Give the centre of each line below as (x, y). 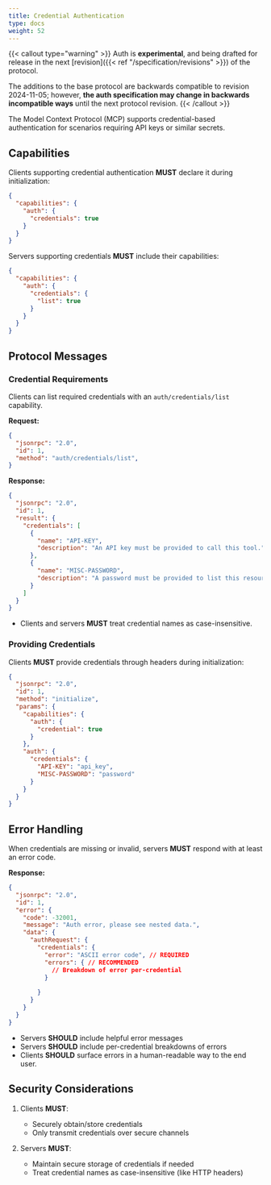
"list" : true (59, 301)
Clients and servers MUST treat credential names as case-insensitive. (136, 624)
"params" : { (36, 707)
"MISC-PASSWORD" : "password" (86, 774)
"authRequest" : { (59, 940)
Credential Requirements (58, 379)
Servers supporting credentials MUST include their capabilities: (114, 256)
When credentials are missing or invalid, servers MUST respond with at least (135, 849)
